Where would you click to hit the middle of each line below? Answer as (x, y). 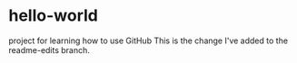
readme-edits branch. (49, 49)
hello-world (54, 16)
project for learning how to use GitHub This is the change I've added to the (148, 40)
